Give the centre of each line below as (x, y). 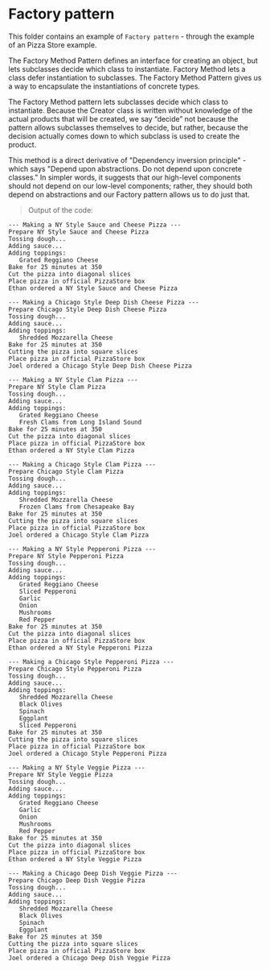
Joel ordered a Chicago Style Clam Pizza (79, 535)
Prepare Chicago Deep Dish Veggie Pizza (77, 880)
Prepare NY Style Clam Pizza (57, 387)
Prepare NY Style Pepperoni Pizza (66, 556)
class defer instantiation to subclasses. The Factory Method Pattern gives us (135, 77)
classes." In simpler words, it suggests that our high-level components (125, 177)
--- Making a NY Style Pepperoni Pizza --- (82, 549)
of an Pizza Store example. (53, 44)
